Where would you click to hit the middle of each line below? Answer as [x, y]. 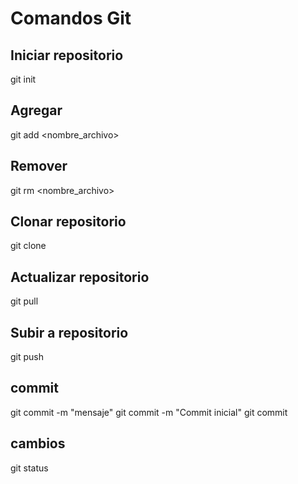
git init [23, 79]
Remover [39, 166]
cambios [38, 443]
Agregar [36, 110]
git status [29, 468]
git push [27, 357]
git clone [28, 246]
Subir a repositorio [69, 332]
